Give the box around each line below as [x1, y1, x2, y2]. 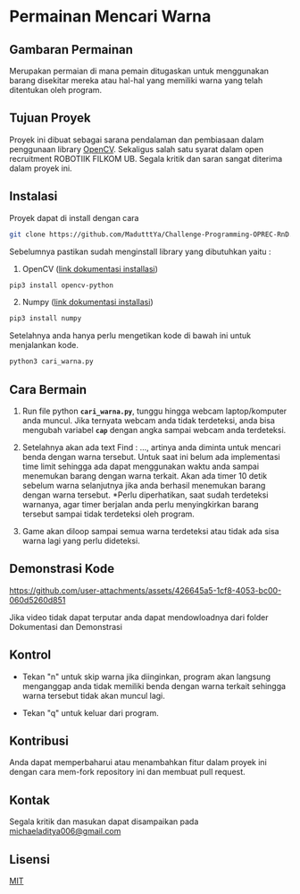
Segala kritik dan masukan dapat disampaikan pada [9, 816, 199, 827]
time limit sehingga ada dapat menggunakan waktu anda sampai [21, 461, 260, 472]
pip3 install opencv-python [9, 280, 114, 290]
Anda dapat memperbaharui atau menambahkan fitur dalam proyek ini [9, 757, 268, 768]
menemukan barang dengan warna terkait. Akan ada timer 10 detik [21, 470, 268, 481]
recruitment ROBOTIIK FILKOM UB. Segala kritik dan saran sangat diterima [9, 153, 283, 164]
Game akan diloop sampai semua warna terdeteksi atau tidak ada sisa [21, 525, 279, 536]
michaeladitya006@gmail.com [9, 826, 121, 837]
